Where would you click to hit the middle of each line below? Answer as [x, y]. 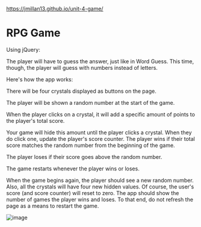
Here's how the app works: [40, 79]
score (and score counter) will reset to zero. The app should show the [93, 193]
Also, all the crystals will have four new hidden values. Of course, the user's [100, 187]
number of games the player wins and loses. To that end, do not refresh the [100, 199]
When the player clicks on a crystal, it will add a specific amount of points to [101, 114]
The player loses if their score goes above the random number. [84, 157]
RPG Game [33, 33]
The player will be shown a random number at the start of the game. [91, 102]
